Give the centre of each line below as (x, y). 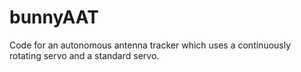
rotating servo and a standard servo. (84, 55)
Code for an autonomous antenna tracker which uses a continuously (150, 45)
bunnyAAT (54, 17)
